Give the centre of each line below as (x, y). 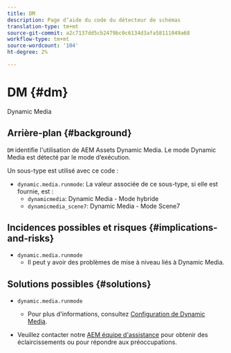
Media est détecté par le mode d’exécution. (69, 157)
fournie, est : (35, 191)
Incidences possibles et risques (77, 228)
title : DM (21, 13)
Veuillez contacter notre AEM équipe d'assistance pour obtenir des (113, 335)
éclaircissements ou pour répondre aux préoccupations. (97, 342)
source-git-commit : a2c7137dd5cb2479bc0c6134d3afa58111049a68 (99, 33)
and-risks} (31, 239)
